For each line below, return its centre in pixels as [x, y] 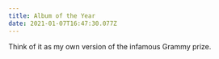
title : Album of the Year [52, 16]
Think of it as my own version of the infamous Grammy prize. [110, 46]
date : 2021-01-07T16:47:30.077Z [63, 23]
